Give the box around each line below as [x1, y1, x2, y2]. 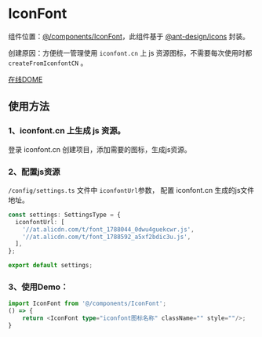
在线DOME [8, 74, 43, 84]
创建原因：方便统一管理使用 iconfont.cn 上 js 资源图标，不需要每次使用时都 [8, 48, 253, 57]
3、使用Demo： [8, 281, 69, 292]
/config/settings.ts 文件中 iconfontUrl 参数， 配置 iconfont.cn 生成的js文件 [8, 185, 255, 194]
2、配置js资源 [8, 166, 60, 177]
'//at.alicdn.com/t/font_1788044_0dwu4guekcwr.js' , [22, 225, 195, 234]
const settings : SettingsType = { [8, 211, 122, 219]
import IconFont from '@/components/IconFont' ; [8, 299, 167, 308]
